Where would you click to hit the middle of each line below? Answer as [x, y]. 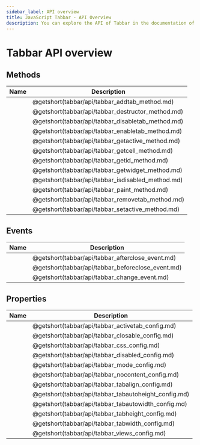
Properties [26, 299]
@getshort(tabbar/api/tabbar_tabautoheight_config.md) [111, 394]
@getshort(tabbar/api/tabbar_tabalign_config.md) [102, 384]
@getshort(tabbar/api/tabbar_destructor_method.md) [108, 112]
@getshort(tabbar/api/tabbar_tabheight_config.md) [105, 414]
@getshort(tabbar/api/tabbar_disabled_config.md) [103, 355]
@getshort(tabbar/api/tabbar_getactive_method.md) [106, 141]
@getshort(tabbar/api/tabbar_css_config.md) [96, 345]
